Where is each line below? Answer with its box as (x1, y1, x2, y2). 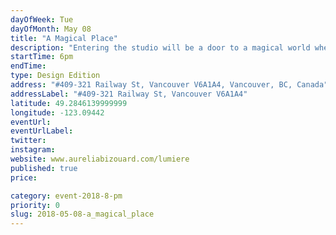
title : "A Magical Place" (10, 33, 118, 43)
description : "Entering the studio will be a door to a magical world (10, 42, 311, 53)
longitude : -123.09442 (10, 107, 105, 118)
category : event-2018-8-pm (10, 191, 123, 201)
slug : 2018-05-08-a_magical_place (10, 209, 155, 220)
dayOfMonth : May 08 (10, 24, 92, 34)
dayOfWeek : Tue (10, 14, 74, 25)
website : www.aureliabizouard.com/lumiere (10, 154, 190, 164)
